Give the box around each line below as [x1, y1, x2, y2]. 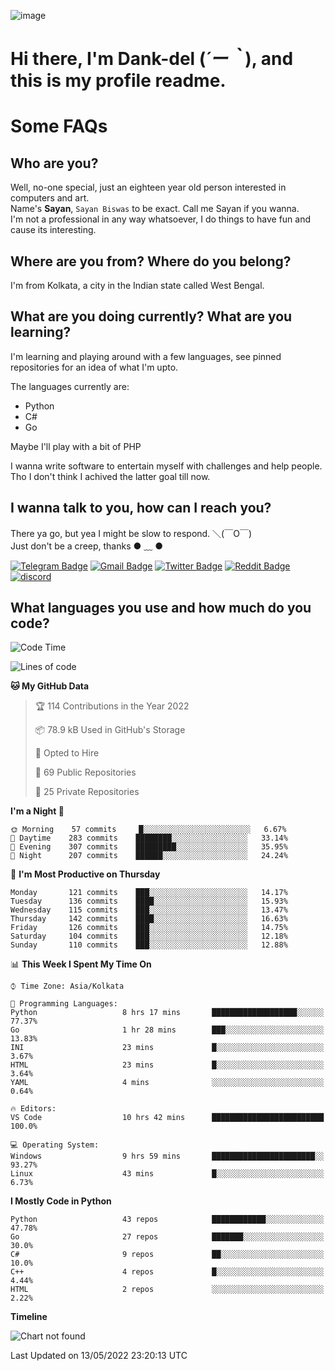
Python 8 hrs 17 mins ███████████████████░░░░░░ [10, 1008, 325, 1018]
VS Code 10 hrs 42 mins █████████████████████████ [10, 1113, 325, 1123]
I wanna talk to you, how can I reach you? [10, 500, 272, 517]
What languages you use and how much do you [10, 600, 312, 617]
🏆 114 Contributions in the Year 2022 [34, 700, 190, 712]
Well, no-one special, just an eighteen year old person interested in [10, 181, 287, 194]
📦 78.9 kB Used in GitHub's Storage [34, 724, 186, 736]
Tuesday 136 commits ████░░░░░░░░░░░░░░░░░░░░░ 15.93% [10, 896, 288, 907]
